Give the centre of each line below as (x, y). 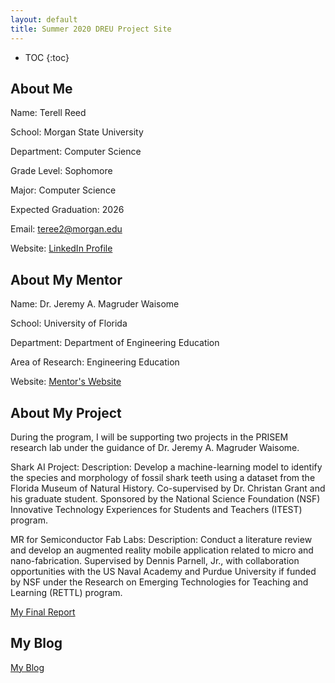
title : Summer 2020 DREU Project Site (91, 29)
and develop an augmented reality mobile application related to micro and (162, 550)
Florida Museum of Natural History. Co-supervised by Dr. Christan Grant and (168, 488)
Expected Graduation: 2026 (67, 210)
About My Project (66, 412)
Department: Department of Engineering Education (115, 343)
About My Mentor (66, 279)
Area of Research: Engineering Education (95, 362)
